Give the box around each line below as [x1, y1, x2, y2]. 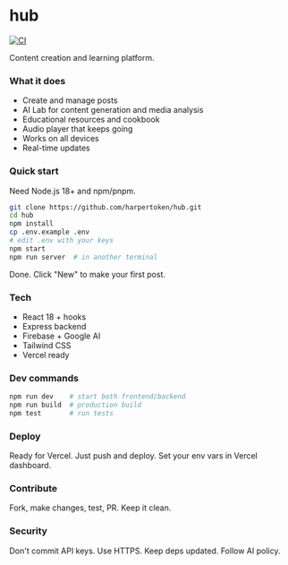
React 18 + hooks [21, 311, 87, 322]
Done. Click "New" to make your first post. [9, 269, 165, 279]
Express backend [21, 321, 87, 331]
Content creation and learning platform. [9, 52, 155, 63]
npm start [9, 244, 47, 253]
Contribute [9, 483, 58, 495]
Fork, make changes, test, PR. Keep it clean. [9, 502, 172, 513]
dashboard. [9, 460, 52, 471]
